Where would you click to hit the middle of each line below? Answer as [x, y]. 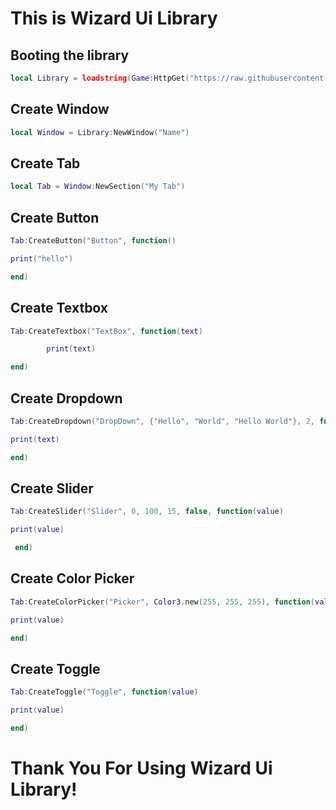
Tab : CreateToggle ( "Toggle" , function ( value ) [104, 692]
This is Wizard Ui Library [114, 18]
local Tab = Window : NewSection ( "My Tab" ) [98, 187]
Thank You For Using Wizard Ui [141, 768]
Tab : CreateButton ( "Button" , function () [93, 241]
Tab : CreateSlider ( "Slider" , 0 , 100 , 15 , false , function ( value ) [147, 512]
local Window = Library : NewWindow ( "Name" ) [100, 132]
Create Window [60, 109]
